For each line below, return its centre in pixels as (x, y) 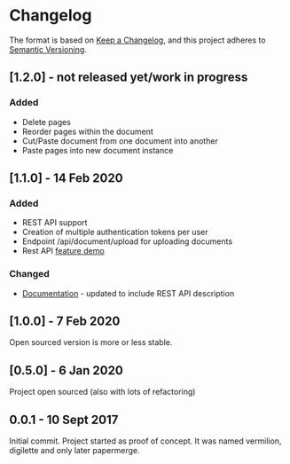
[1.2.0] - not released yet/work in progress (129, 78)
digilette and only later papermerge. (74, 451)
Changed (30, 274)
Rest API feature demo (63, 251)
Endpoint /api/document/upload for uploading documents (127, 241)
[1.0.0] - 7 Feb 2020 (65, 321)
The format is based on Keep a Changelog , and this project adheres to (137, 40)
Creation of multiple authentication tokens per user (115, 232)
